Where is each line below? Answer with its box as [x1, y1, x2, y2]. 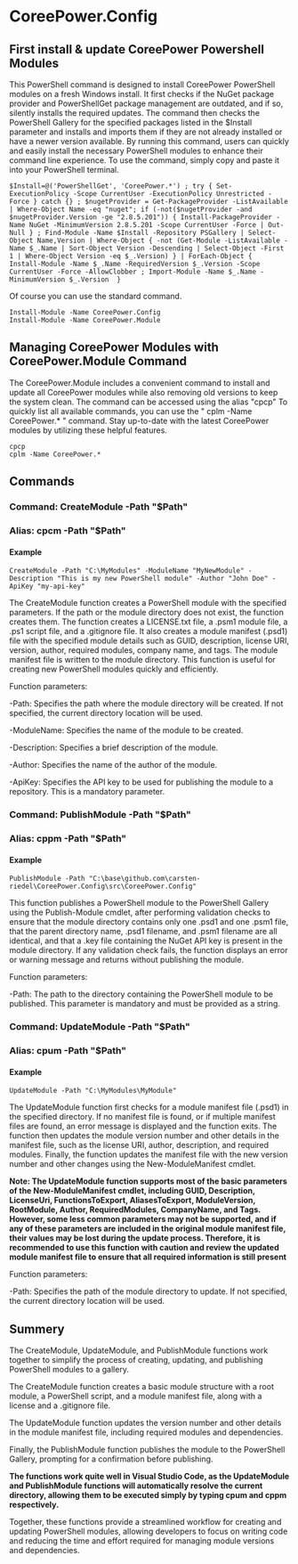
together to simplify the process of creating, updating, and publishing [9, 1355, 264, 1365]
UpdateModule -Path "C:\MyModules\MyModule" [9, 1087, 177, 1096]
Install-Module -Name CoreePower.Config [9, 308, 162, 317]
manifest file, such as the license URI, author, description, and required [9, 1140, 270, 1151]
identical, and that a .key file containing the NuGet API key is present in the [9, 935, 283, 946]
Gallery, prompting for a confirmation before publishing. [9, 1454, 213, 1464]
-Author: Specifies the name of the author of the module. [9, 760, 218, 770]
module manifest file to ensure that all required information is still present [9, 1251, 287, 1262]
